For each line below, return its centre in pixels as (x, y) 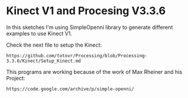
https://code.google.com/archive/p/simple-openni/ (70, 89)
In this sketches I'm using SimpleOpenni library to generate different (90, 27)
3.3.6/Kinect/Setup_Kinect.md (44, 61)
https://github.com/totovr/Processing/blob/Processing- (77, 55)
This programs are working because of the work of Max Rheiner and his (94, 71)
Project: (16, 78)
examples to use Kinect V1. (39, 33)
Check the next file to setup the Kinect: (54, 45)
